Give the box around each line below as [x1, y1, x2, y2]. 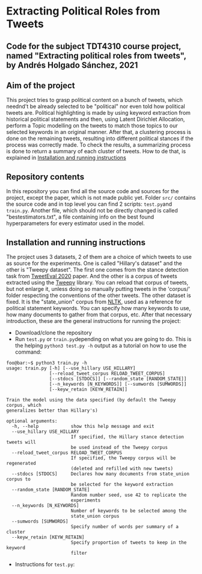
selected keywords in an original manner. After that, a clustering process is [6, 129, 191, 136]
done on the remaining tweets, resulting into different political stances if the [6, 135, 194, 142]
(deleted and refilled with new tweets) [70, 466, 173, 472]
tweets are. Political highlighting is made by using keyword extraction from [6, 109, 191, 116]
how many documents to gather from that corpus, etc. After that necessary [6, 311, 192, 318]
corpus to [6, 476, 31, 482]
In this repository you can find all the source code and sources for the [6, 188, 179, 195]
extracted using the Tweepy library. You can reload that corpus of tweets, [6, 279, 189, 286]
